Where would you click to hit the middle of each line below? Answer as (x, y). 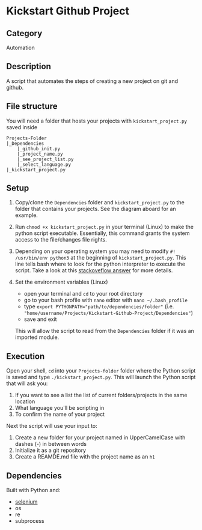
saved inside (22, 127)
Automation (20, 47)
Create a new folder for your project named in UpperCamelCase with (100, 437)
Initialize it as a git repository (50, 450)
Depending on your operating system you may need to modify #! (95, 251)
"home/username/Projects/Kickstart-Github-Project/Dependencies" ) (109, 313)
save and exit (40, 319)
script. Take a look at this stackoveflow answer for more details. (94, 270)
